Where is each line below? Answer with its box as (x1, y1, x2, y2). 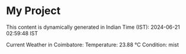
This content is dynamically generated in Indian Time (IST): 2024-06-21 (6, 23, 180, 31)
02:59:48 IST (6, 29, 38, 36)
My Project (6, 4, 61, 18)
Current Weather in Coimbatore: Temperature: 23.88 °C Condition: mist (6, 41, 179, 48)
